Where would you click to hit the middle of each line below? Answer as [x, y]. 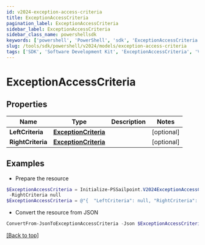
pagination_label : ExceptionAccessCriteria [63, 23]
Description [128, 122]
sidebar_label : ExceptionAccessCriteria [59, 29]
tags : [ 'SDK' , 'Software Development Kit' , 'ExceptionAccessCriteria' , [99, 52]
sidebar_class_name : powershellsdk [52, 35]
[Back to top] [23, 235]
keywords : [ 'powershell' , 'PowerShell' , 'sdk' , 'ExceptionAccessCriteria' [103, 40]
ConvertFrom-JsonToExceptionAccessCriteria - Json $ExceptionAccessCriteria [105, 224]
